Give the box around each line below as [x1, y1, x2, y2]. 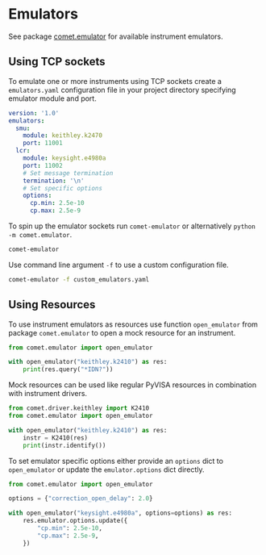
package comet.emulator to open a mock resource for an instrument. [8, 328, 236, 337]
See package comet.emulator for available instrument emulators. [8, 31, 223, 41]
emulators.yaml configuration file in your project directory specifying [8, 85, 236, 94]
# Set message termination [23, 169, 114, 177]
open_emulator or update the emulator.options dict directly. [8, 465, 205, 474]
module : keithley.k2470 [23, 131, 103, 140]
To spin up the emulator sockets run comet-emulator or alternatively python [8, 221, 256, 231]
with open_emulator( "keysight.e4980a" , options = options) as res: [8, 509, 232, 517]
